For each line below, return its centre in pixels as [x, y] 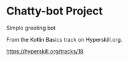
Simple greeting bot [31, 28]
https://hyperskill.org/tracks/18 [45, 51]
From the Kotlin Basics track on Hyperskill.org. [65, 39]
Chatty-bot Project [55, 11]
